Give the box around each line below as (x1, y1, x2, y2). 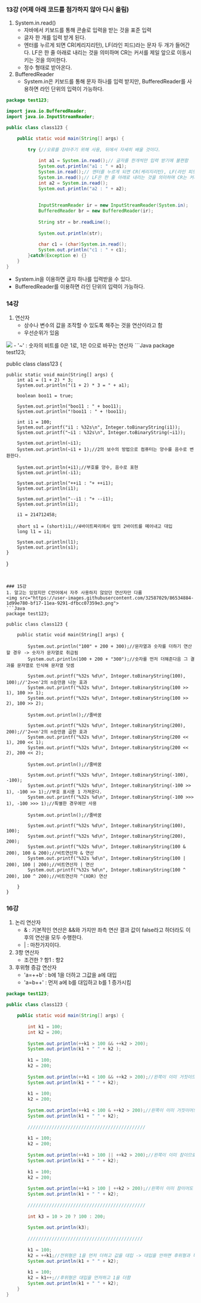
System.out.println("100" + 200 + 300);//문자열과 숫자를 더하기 (28, 643, 181, 649)
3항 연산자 (14, 949, 39, 956)
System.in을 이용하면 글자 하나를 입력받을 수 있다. (14, 275, 132, 283)
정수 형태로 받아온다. (23, 64, 72, 71)
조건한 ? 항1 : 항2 (23, 956, 64, 964)
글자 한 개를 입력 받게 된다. (23, 34, 86, 41)
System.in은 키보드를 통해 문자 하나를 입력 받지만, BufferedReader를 (23, 78, 186, 85)
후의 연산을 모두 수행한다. (23, 934, 84, 941)
